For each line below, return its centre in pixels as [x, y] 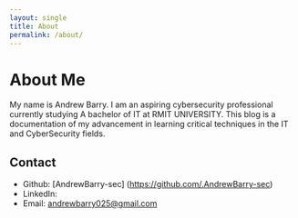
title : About [34, 26]
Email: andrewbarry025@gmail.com [90, 203]
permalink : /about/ [46, 35]
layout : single [38, 18]
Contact [33, 162]
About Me [47, 79]
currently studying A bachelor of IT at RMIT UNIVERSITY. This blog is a [143, 114]
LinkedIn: [40, 194]
